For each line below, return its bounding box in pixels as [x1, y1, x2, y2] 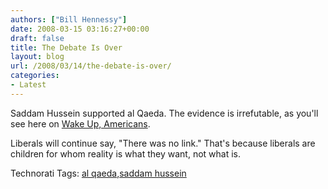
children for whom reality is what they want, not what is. [10, 147, 242, 160]
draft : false [10, 33, 65, 43]
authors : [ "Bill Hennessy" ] [10, 14, 128, 25]
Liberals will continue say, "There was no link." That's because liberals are [10, 137, 316, 149]
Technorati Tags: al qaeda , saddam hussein [10, 167, 187, 179]
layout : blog [10, 52, 65, 62]
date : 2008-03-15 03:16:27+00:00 [10, 24, 150, 34]
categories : [10, 71, 60, 81]
